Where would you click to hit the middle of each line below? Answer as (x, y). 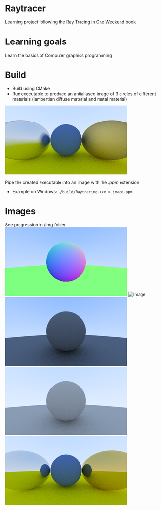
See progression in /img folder (36, 224)
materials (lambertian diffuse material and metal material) (70, 99)
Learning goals (36, 42)
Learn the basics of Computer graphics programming (59, 55)
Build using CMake (31, 88)
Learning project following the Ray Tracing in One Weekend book (70, 22)
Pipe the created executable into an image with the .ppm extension (72, 182)
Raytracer (26, 9)
